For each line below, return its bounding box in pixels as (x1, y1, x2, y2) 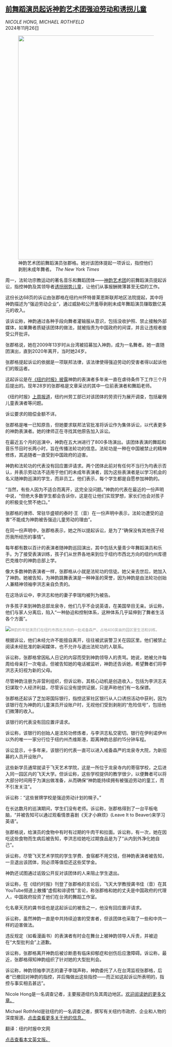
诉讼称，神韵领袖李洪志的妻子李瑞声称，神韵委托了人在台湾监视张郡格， (5, 967, 158, 973)
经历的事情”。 (18, 533, 48, 540)
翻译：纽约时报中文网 (5, 1025, 50, 1032)
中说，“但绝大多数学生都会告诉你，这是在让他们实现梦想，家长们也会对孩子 (5, 493, 165, 499)
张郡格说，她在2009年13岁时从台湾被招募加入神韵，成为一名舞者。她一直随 (5, 341, 165, 348)
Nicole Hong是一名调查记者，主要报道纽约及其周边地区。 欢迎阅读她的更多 (5, 991, 162, 997)
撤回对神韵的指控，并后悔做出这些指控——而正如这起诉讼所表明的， (16, 973, 160, 979)
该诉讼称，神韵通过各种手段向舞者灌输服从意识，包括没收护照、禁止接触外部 (5, 318, 167, 324)
